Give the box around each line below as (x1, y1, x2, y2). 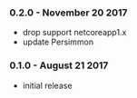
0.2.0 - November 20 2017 (9, 6, 128, 19)
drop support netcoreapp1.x (22, 27, 127, 38)
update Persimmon (22, 36, 93, 47)
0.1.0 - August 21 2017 (9, 59, 109, 72)
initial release (22, 80, 73, 91)
